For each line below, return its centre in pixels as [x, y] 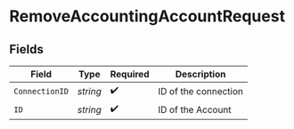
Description [200, 74]
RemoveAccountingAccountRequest [147, 16]
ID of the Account [195, 109]
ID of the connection [200, 91]
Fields [27, 49]
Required [130, 74]
